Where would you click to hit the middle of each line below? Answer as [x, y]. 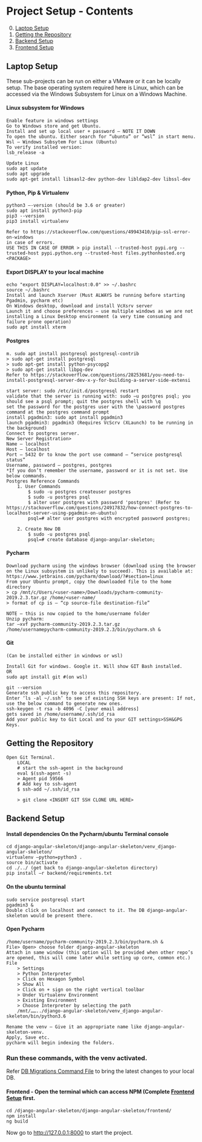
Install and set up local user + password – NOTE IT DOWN [81, 131]
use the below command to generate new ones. [64, 703]
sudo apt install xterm [36, 327]
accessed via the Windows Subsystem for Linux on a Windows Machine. [97, 94]
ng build [17, 1121]
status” [16, 460]
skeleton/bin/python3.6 [36, 1016]
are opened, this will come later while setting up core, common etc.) [98, 957]
